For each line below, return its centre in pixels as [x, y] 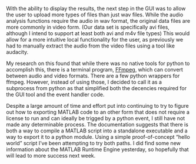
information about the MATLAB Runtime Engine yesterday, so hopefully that [98, 149]
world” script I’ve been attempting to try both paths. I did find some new [93, 143]
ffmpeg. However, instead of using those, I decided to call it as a [84, 82]
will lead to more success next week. [51, 156]
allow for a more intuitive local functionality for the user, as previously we [95, 40]
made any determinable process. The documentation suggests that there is [97, 124]
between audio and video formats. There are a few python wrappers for [93, 76]
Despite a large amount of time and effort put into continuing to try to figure [98, 106]
